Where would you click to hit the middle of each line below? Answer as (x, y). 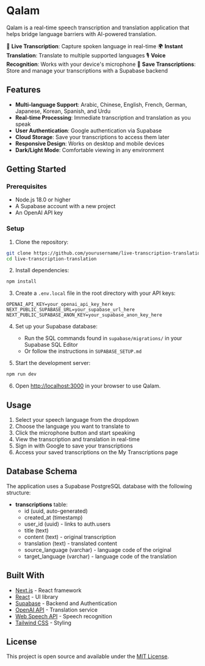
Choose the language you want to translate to (72, 426)
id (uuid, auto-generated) (56, 511)
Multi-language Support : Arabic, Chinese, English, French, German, (101, 104)
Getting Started (36, 169)
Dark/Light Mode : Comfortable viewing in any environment (89, 150)
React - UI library (37, 596)
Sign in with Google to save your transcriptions (74, 446)
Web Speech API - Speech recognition (63, 616)
